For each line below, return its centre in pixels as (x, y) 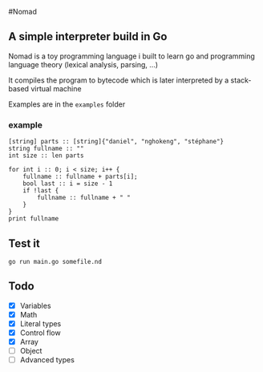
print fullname (34, 219)
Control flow (40, 333)
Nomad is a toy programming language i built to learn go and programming (131, 56)
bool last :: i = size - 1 (68, 184)
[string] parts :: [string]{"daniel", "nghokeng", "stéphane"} (116, 142)
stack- (241, 80)
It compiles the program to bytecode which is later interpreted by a (119, 80)
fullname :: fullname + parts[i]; (80, 177)
